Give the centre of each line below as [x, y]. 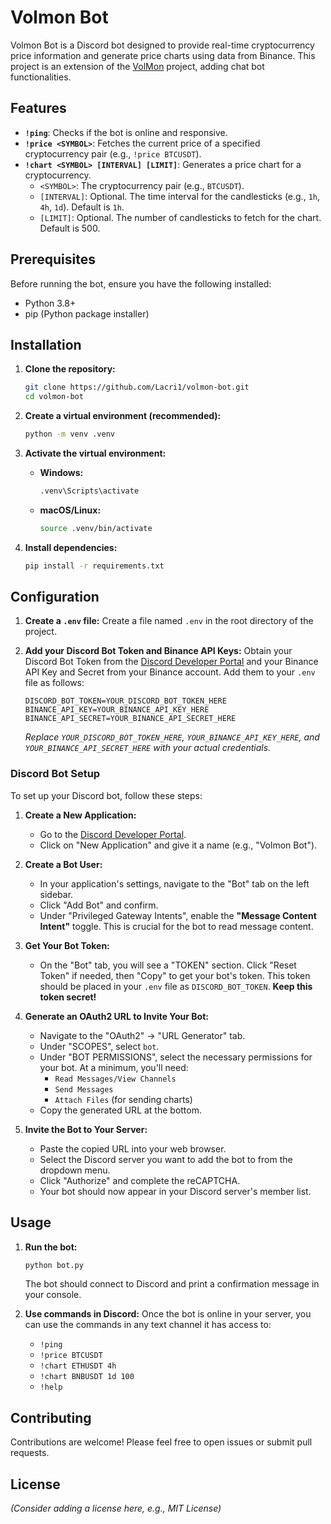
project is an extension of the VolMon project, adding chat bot [137, 66]
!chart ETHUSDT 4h [78, 1366]
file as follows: [54, 683]
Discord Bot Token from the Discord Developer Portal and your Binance [171, 662]
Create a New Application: [80, 815]
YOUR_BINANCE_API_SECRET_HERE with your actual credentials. [148, 748]
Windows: [61, 472]
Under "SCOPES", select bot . [99, 1046]
